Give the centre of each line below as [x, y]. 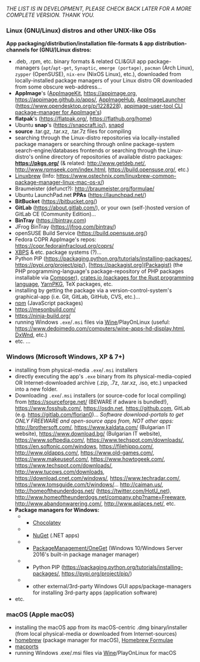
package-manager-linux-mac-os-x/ [59, 183]
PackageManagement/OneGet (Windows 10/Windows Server [108, 548]
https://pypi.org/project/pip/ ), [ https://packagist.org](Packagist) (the [99, 265]
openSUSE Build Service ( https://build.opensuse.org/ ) [81, 233]
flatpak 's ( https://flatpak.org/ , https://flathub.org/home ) [83, 119]
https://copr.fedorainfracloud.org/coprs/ [64, 246]
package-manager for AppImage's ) [58, 113]
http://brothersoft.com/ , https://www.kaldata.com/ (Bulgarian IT [93, 427]
